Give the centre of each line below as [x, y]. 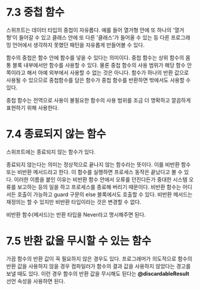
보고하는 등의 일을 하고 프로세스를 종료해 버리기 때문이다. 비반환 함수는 [99, 187]
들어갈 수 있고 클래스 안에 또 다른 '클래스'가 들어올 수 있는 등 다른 [94, 37]
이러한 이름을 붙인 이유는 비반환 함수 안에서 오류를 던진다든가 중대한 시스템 [101, 179]
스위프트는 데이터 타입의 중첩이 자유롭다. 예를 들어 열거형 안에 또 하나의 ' [90, 30]
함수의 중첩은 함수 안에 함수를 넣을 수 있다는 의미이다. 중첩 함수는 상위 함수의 [95, 57]
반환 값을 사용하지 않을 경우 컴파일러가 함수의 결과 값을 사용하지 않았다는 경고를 [99, 266]
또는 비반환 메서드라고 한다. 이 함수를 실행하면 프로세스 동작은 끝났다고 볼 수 [95, 172]
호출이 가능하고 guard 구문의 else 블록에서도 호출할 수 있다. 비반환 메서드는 [105, 194]
